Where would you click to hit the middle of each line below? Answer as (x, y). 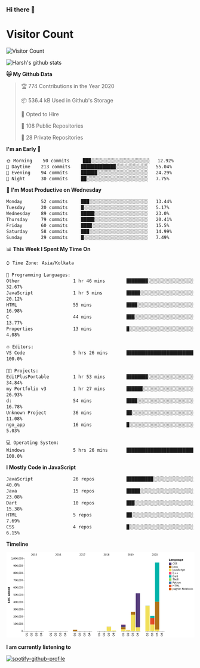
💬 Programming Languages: (38, 275)
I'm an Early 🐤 (24, 149)
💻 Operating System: (33, 443)
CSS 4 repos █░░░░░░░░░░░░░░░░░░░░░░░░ (100, 527)
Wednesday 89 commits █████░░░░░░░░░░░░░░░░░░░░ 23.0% (88, 213)
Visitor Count (40, 34)
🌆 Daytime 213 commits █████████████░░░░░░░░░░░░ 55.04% (89, 167)
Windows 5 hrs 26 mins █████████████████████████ (100, 450)
